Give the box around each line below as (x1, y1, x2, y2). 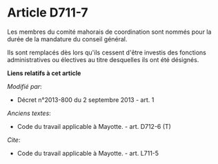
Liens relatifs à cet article (7, 69, 81, 77)
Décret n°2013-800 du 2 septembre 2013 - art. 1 (17, 95, 155, 104)
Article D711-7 (7, 5, 88, 21)
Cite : (7, 136, 21, 144)
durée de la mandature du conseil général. (7, 34, 128, 43)
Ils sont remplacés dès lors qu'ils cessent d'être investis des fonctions (7, 48, 207, 57)
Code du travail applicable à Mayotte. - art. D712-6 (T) (17, 122, 171, 130)
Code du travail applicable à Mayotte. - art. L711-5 (17, 149, 159, 157)
